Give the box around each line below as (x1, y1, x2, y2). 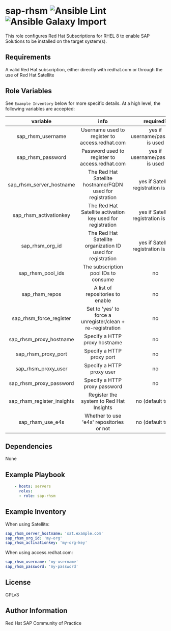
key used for (88, 214, 118, 222)
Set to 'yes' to (86, 305, 120, 312)
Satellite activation (81, 208, 125, 215)
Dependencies (5, 442, 52, 451)
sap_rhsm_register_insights (8, 397, 74, 404)
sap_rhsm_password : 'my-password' (5, 564, 79, 569)
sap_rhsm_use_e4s (18, 418, 65, 425)
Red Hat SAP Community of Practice (5, 620, 82, 626)
